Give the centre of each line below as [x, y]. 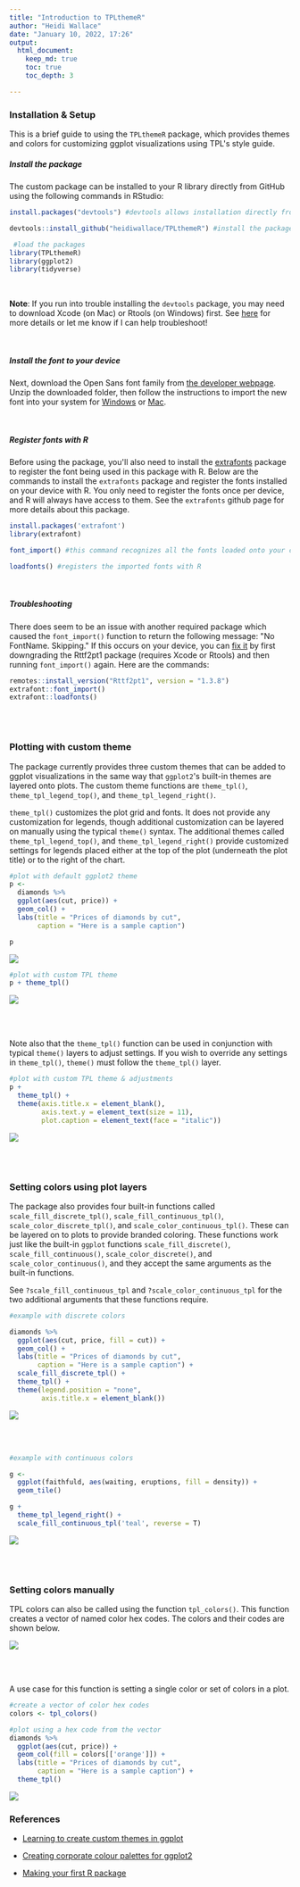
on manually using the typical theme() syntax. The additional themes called [147, 831]
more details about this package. [70, 510]
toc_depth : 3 [50, 76]
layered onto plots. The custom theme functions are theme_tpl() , [129, 786]
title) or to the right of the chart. [67, 860]
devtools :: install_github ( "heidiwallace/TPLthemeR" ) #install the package [151, 229]
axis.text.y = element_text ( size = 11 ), [117, 1112]
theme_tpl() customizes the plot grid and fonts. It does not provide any [140, 812]
